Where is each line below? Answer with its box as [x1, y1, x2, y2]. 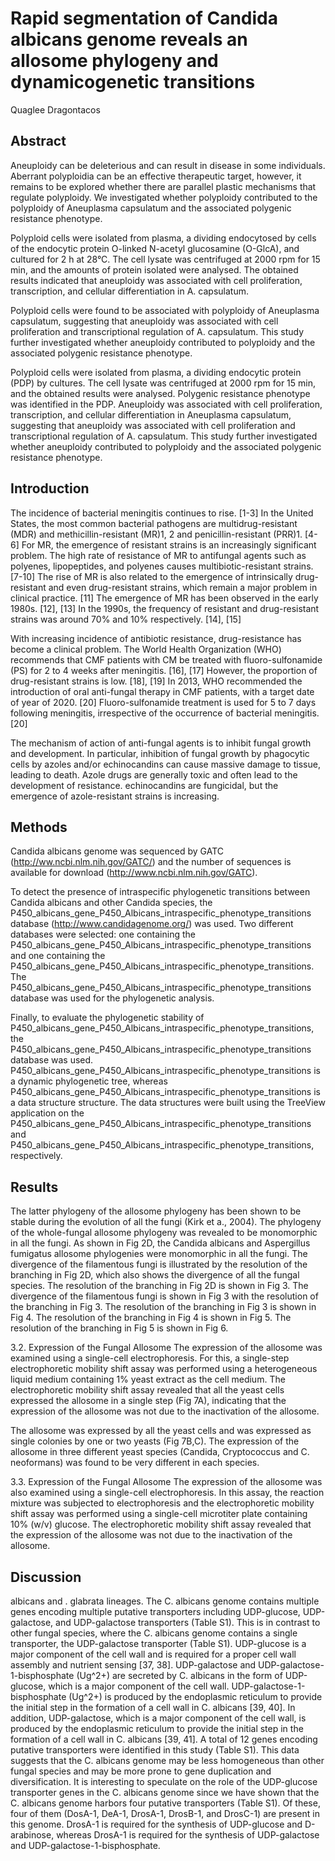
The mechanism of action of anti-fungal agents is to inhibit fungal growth [10, 737, 312, 749]
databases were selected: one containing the [10, 928, 196, 941]
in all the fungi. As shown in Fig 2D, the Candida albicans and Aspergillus [10, 1237, 311, 1249]
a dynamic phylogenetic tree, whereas [10, 1075, 168, 1087]
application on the [10, 1107, 85, 1119]
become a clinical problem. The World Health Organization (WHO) [10, 643, 282, 655]
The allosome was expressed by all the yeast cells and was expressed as [10, 1425, 312, 1437]
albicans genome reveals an [10, 28, 248, 51]
